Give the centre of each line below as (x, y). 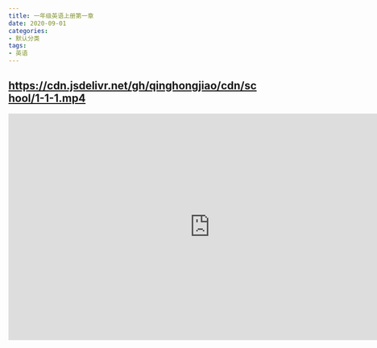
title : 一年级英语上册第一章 (51, 16)
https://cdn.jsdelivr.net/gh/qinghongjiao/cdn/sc (133, 86)
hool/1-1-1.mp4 (47, 99)
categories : (28, 31)
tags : (17, 46)
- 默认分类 (24, 38)
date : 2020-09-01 (37, 23)
